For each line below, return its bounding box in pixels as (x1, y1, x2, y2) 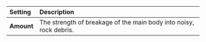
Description (39, 8, 75, 16)
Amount (9, 22, 34, 30)
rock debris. (39, 26, 74, 34)
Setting (9, 8, 31, 16)
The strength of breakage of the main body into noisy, (39, 18, 194, 26)
